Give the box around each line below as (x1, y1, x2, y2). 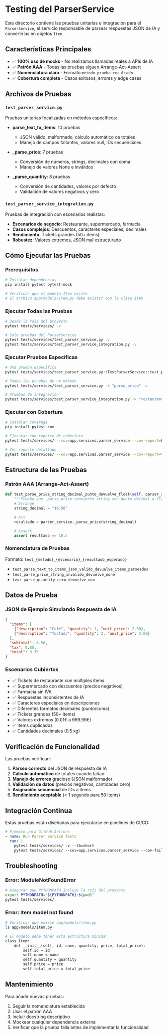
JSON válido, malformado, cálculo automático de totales (19, 134, 136, 140)
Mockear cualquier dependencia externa (12, 1019, 96, 1025)
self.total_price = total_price (23, 966, 90, 972)
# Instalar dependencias (5, 278, 57, 283)
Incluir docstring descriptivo (12, 1014, 71, 1020)
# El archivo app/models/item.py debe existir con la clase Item (5, 296, 143, 301)
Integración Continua (5, 806, 72, 815)
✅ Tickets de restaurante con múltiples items (12, 677, 105, 684)
